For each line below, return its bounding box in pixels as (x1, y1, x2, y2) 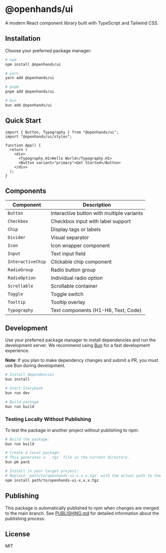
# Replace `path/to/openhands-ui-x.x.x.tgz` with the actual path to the (5, 473, 162, 478)
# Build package (5, 399, 39, 404)
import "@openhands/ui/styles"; (5, 134, 72, 139)
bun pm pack (5, 459, 30, 465)
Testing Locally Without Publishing (5, 416, 91, 423)
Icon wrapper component (50, 242, 110, 249)
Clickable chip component (50, 258, 112, 265)
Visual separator (50, 234, 89, 241)
